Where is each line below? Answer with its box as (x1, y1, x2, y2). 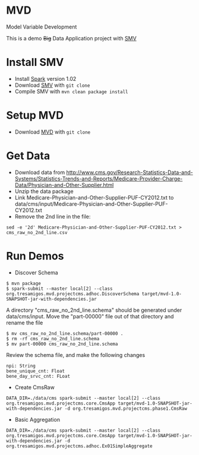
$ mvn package (6, 280, 42, 286)
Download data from (14, 169, 65, 176)
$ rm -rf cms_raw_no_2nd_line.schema (6, 336, 100, 342)
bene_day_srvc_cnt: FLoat (6, 373, 70, 379)
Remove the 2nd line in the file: (14, 213, 91, 220)
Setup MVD (6, 109, 64, 122)
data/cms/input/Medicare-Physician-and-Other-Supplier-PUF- (14, 200, 168, 207)
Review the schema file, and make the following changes (6, 351, 146, 358)
